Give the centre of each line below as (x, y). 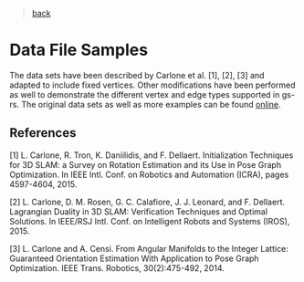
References (43, 133)
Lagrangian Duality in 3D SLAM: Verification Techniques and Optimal (138, 211)
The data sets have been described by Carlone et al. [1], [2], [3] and (137, 75)
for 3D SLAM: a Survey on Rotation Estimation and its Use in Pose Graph (145, 164)
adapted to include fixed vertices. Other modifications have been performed (152, 85)
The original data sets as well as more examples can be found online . (151, 104)
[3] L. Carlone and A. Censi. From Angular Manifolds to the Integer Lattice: (149, 248)
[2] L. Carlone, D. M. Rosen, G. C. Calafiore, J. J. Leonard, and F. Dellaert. (147, 202)
